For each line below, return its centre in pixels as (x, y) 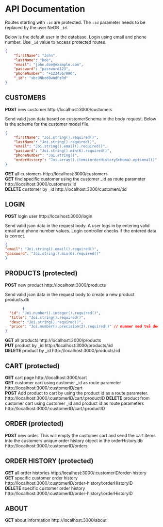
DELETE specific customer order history (45, 488)
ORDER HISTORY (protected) (49, 461)
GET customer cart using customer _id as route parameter (63, 382)
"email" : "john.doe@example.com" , (49, 65)
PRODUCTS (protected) (41, 273)
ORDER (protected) (34, 424)
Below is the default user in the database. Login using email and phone (76, 37)
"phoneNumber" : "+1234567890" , (45, 74)
